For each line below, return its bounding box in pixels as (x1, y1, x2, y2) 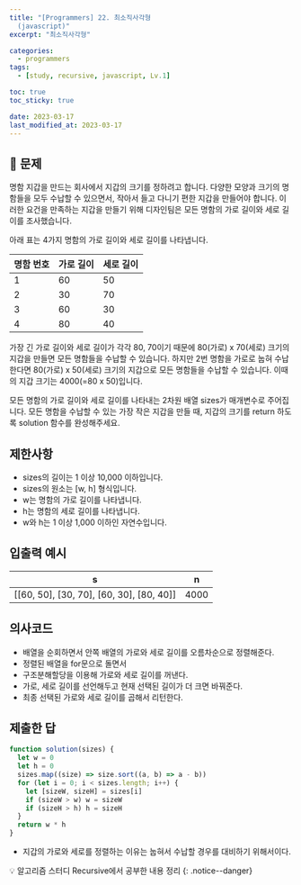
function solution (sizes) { (9, 745, 115, 754)
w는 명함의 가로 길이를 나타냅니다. (22, 494, 142, 505)
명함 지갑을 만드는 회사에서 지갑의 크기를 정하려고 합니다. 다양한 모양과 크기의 (9, 182, 280, 193)
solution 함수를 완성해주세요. (18, 418, 120, 429)
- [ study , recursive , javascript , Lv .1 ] (17, 71, 171, 81)
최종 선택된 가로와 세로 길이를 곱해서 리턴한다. (22, 691, 184, 702)
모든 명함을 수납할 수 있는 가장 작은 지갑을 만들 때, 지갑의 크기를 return (28, 406, 276, 417)
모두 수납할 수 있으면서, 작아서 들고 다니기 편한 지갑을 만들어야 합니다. (32, 193, 278, 203)
